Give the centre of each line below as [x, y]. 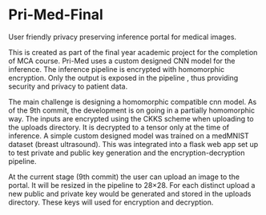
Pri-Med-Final [56, 15]
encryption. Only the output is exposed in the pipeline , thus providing [123, 78]
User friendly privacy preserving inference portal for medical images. [123, 37]
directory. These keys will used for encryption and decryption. [111, 202]
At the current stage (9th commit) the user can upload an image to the [124, 177]
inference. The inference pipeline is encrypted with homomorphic [117, 69]
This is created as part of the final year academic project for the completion [133, 52]
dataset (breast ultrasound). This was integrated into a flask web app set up [133, 144]
